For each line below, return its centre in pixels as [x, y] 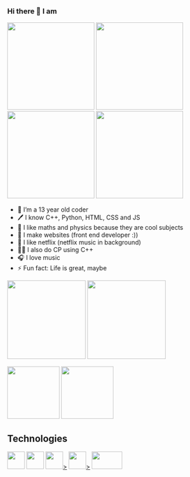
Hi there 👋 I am [32, 11]
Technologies [38, 438]
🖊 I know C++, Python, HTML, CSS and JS [79, 218]
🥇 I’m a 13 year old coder [53, 210]
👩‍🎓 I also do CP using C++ [55, 250]
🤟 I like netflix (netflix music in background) [79, 242]
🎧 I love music [39, 258]
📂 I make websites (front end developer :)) [78, 235]
